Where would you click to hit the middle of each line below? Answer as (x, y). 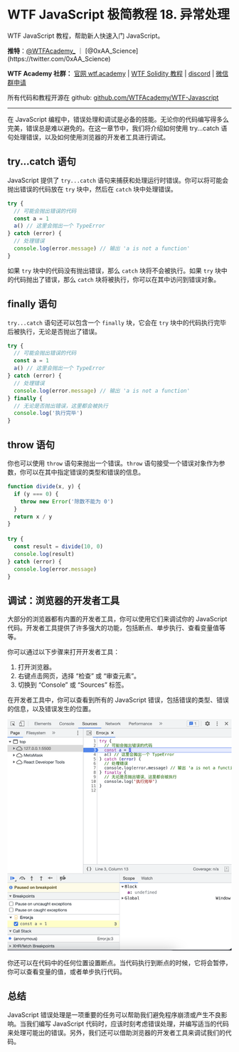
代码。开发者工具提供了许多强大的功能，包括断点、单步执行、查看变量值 (113, 628)
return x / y (33, 517)
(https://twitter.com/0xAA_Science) (59, 58)
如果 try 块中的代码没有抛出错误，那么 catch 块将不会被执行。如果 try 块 (115, 270)
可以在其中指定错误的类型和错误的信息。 (85, 472)
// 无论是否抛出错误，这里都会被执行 (61, 406)
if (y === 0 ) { (36, 494)
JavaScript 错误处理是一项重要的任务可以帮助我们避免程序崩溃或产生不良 (115, 1014)
